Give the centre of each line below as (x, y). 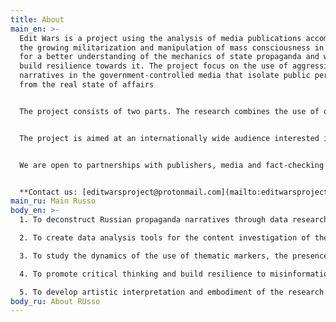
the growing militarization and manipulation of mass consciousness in (172, 47)
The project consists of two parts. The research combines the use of (169, 111)
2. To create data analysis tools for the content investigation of (165, 238)
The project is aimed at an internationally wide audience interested (169, 138)
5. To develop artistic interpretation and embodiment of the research (172, 292)
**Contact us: (48, 192)
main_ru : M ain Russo (53, 201)
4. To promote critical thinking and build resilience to (143, 274)
